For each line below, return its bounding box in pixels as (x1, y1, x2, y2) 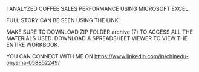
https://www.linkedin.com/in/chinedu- (94, 53, 189, 59)
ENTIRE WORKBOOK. (6, 41, 60, 48)
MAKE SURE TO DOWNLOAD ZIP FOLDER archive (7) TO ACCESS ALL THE (6, 28, 194, 35)
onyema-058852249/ (6, 59, 60, 66)
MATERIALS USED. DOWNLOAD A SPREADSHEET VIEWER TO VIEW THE (6, 35, 188, 41)
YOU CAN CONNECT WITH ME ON (6, 53, 94, 59)
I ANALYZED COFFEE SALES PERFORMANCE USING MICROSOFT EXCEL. (6, 5, 191, 12)
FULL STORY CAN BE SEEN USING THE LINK (6, 17, 119, 23)
